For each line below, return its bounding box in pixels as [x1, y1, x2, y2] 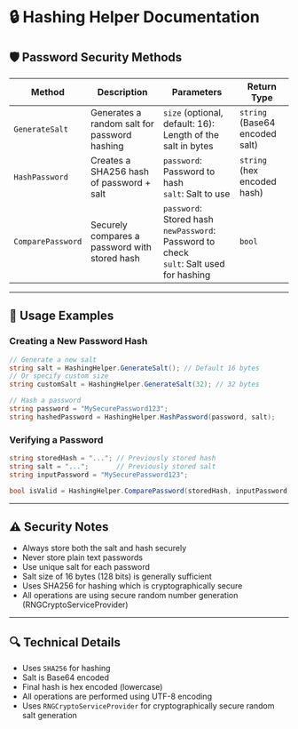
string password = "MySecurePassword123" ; [9, 405, 169, 413]
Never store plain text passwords [21, 552, 144, 563]
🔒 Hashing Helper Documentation [9, 7, 260, 28]
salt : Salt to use [162, 188, 231, 200]
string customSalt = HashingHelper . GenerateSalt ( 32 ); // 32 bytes [9, 380, 260, 389]
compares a [90, 230, 140, 242]
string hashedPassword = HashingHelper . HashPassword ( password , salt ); [9, 413, 276, 421]
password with [90, 241, 153, 253]
